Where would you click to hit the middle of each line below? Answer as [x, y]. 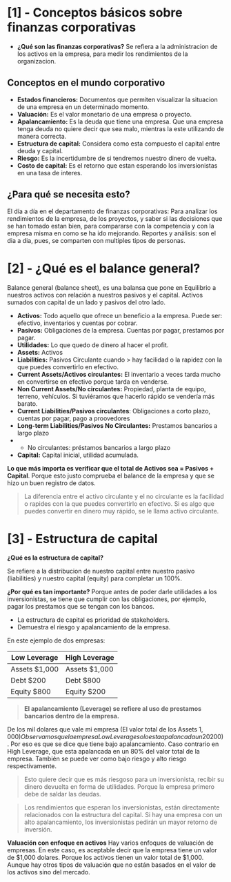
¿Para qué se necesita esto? [69, 195]
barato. [27, 403]
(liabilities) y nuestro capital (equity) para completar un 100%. [95, 578]
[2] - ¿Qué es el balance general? [104, 268]
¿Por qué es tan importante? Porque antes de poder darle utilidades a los [112, 592]
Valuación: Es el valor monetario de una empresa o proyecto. [104, 114]
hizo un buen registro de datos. [52, 483]
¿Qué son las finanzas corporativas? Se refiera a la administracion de [118, 46]
